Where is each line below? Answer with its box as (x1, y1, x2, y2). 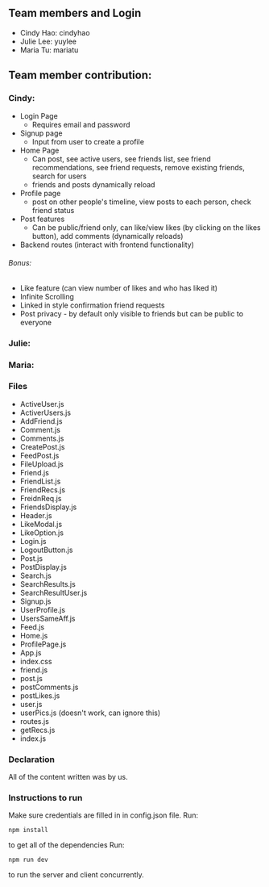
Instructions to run (8, 793, 83, 804)
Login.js (19, 536, 47, 546)
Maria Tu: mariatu (19, 44, 79, 55)
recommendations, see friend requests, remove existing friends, (31, 162, 246, 172)
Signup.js (19, 596, 52, 606)
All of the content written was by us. (8, 772, 129, 782)
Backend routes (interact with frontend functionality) (19, 240, 195, 249)
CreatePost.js (19, 441, 65, 451)
